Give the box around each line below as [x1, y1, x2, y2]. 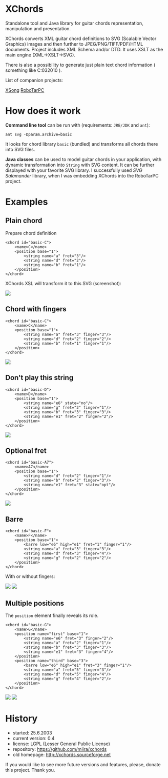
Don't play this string [5, 373, 74, 382]
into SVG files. [5, 146, 35, 152]
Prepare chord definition [5, 230, 57, 236]
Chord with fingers [5, 305, 67, 313]
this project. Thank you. [5, 767, 55, 773]
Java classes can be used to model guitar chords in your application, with [5, 156, 162, 162]
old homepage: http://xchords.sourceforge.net [12, 751, 111, 757]
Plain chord [5, 216, 43, 225]
